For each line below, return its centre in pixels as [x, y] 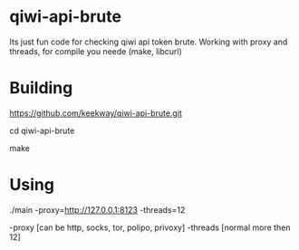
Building [41, 88]
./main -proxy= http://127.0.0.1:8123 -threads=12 [97, 209]
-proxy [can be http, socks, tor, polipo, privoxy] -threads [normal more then [150, 227]
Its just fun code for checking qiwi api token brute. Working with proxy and [149, 42]
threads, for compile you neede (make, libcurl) [96, 51]
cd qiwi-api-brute [42, 130]
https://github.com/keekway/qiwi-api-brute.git [96, 113]
